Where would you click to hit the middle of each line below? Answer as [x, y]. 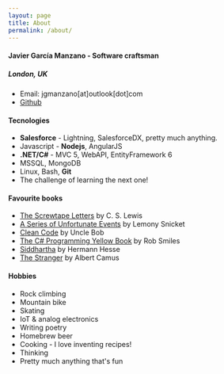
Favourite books [36, 198]
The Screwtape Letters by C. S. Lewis [81, 216]
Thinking [34, 353]
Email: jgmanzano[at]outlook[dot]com [81, 93]
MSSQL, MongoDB [50, 163]
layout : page [30, 15]
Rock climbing [43, 293]
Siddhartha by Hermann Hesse [70, 250]
